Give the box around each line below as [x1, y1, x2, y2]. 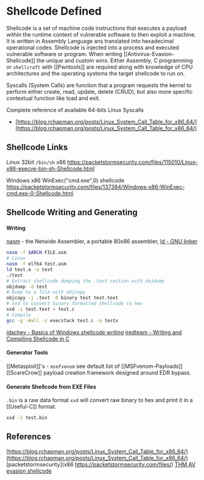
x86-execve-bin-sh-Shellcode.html [6, 164, 95, 172]
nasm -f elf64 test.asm [6, 261, 67, 267]
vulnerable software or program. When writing [6, 50, 122, 57]
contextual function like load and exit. [6, 94, 100, 102]
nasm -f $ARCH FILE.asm [6, 250, 67, 256]
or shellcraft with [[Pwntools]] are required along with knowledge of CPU [6, 63, 193, 71]
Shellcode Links [6, 142, 68, 153]
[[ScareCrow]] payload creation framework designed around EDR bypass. [6, 369, 192, 376]
